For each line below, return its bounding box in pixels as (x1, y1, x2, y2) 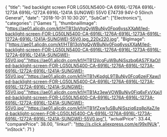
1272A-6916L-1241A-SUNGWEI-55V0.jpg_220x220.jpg (5, 36, 117, 42)
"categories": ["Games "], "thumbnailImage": (5, 20, 97, 26)
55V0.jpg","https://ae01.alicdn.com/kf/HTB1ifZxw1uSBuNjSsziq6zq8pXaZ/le (5, 105, 160, 111)
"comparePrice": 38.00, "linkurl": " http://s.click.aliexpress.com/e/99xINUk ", (5, 121, 161, 127)
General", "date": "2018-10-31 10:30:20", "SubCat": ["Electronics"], (5, 15, 142, 20)
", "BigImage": (116, 36, 146, 42)
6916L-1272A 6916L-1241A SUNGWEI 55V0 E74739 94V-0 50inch (19, 9, 154, 15)
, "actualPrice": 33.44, (106, 116, 152, 121)
